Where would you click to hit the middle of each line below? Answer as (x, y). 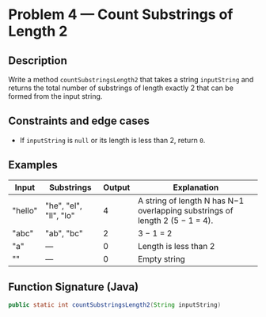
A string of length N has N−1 (191, 201)
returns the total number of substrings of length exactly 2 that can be (121, 88)
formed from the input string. (55, 96)
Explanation (196, 187)
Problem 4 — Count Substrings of (121, 15)
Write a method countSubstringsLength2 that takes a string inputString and (131, 79)
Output (116, 187)
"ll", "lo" (60, 215)
